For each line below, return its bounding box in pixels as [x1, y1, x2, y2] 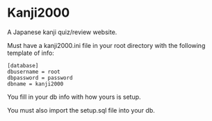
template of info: [7, 49, 54, 57]
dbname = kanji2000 [7, 80, 64, 88]
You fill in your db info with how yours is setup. [7, 92, 141, 101]
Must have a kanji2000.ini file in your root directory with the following [7, 41, 206, 49]
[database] [7, 62, 39, 69]
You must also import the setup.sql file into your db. [7, 106, 155, 114]
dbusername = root [7, 68, 60, 75]
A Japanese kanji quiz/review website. [7, 28, 117, 36]
